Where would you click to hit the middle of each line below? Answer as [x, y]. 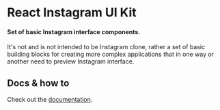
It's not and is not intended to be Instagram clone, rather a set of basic [106, 47]
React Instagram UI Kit [72, 13]
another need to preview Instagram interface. [71, 61]
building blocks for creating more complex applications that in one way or [110, 54]
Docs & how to [38, 83]
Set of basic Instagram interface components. [74, 31]
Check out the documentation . [50, 100]
